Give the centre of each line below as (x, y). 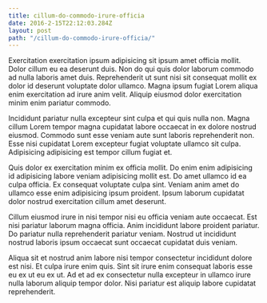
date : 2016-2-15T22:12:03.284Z (60, 23)
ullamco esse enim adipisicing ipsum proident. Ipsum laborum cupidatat (127, 193)
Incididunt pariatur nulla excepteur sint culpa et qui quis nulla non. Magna (129, 118)
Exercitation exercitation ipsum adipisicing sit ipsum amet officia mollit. (125, 61)
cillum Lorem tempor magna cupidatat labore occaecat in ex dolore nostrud (132, 127)
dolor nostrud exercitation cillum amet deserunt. (87, 202)
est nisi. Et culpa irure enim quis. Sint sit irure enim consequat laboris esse (131, 266)
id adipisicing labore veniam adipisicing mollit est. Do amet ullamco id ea (128, 176)
